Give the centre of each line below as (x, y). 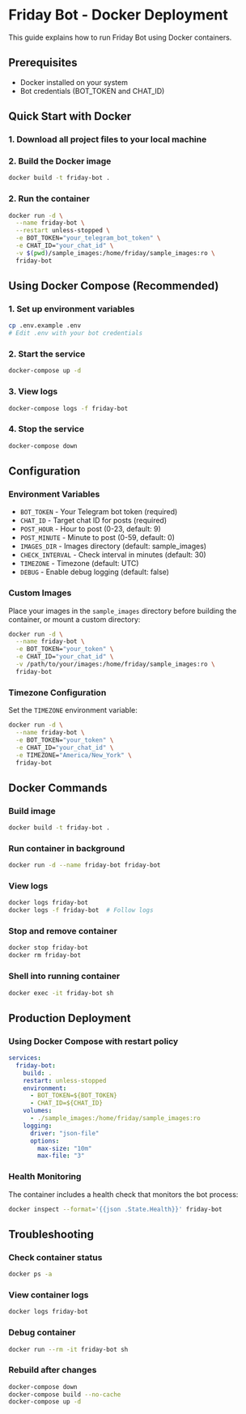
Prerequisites (43, 63)
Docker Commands (58, 788)
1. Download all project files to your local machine (108, 139)
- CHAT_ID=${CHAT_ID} (66, 1103)
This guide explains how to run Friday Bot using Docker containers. (120, 37)
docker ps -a (30, 1274)
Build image (32, 811)
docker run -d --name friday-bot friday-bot (85, 865)
